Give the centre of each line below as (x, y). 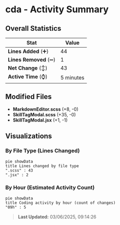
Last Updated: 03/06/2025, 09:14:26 (57, 217)
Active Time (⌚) (28, 77)
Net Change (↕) (28, 68)
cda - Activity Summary (57, 9)
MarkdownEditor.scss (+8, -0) (45, 109)
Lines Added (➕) (28, 51)
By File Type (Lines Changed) (43, 151)
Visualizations (29, 136)
